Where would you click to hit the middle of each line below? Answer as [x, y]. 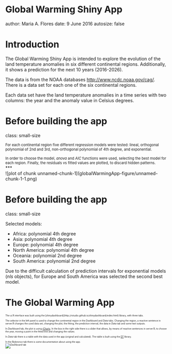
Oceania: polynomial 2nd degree [47, 255]
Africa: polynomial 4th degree [44, 234]
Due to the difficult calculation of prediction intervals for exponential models [86, 271]
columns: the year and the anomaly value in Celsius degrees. [70, 100]
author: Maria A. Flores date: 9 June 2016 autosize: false [65, 24]
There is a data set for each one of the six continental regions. [71, 85]
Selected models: [24, 223]
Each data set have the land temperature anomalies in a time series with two [86, 95]
